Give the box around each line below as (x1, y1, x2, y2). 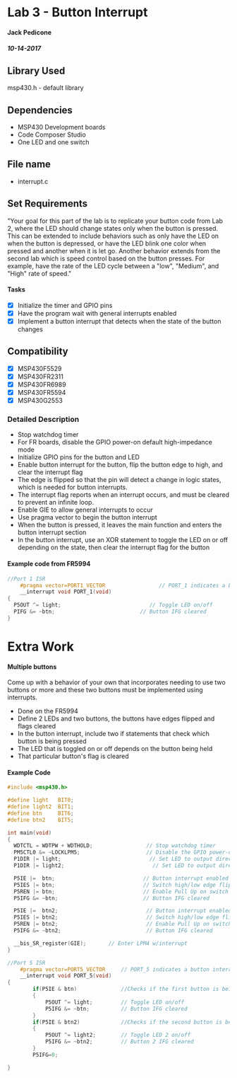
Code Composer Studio (17, 130, 86, 139)
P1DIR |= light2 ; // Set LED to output (13, 862, 217, 869)
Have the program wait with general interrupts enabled (17, 309, 177, 317)
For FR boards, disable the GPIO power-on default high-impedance (17, 438, 213, 447)
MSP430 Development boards (17, 123, 106, 131)
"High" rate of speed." (7, 269, 72, 277)
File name (7, 159, 51, 171)
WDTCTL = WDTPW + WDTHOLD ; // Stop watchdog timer (13, 842, 217, 849)
